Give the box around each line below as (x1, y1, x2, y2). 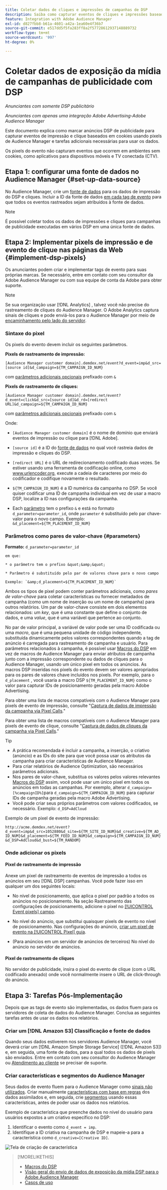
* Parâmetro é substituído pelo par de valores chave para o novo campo (5, 570, 159, 576)
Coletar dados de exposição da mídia (5, 65, 162, 77)
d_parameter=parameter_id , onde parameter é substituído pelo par (12, 510, 146, 516)
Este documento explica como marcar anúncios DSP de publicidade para (5, 127, 155, 133)
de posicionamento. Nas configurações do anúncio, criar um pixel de (12, 923, 154, 930)
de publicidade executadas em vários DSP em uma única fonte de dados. (5, 223, 155, 229)
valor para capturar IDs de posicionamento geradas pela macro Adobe (5, 682, 150, 688)
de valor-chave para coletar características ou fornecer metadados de (5, 593, 150, 599)
